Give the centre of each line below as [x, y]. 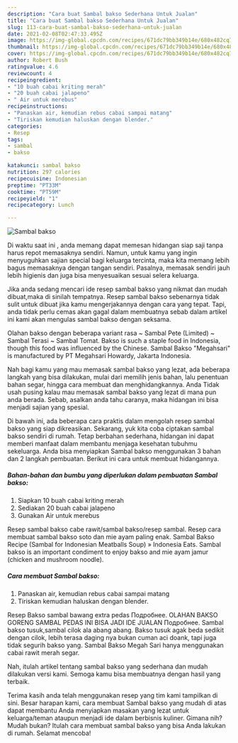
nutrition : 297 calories [44, 172]
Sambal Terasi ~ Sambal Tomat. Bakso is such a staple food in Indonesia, [114, 341]
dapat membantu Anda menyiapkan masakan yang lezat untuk [98, 710]
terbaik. [18, 682]
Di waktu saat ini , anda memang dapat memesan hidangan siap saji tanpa [115, 245]
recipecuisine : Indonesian [47, 178]
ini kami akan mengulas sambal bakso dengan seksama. [89, 320]
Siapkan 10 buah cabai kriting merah [70, 501]
